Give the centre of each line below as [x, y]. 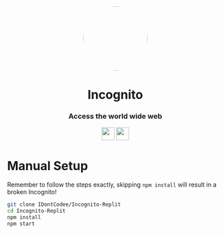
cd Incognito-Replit [37, 211]
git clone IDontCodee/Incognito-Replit [64, 204]
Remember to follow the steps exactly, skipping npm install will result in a [112, 185]
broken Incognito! [32, 192]
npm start [21, 224]
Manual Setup [48, 166]
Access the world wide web [115, 117]
